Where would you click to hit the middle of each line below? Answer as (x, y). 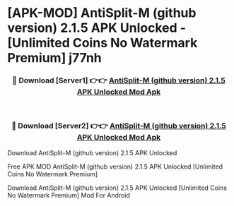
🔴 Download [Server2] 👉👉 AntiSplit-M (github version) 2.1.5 (119, 126)
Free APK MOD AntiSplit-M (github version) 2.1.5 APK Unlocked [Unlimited (115, 166)
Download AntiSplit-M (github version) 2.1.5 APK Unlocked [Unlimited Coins (117, 188)
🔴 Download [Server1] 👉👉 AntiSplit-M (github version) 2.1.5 (119, 80)
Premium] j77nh (54, 58)
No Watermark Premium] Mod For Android (69, 195)
